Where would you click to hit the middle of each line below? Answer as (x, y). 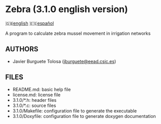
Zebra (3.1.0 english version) (67, 9)
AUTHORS (22, 49)
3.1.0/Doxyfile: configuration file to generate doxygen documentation (84, 116)
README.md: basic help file (42, 89)
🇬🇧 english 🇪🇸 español (30, 23)
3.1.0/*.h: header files (34, 100)
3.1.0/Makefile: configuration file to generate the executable (75, 111)
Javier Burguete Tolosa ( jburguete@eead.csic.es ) (64, 61)
